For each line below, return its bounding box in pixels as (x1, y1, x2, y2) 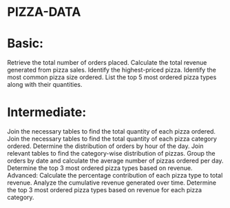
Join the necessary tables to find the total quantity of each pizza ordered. (7, 127, 216, 136)
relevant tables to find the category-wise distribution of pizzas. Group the (7, 149, 216, 158)
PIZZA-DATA (7, 4, 81, 20)
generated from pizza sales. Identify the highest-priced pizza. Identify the (7, 66, 217, 74)
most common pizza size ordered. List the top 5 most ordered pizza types (7, 73, 217, 81)
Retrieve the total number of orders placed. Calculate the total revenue (7, 59, 207, 67)
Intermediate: (7, 105, 87, 121)
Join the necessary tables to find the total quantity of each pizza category (7, 135, 217, 143)
